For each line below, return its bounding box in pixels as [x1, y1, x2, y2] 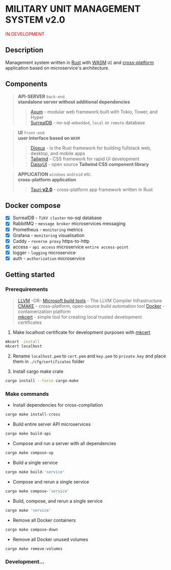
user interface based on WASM [17, 135, 80, 141]
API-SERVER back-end [17, 93, 65, 99]
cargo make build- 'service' [5, 470, 65, 475]
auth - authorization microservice [12, 255, 85, 261]
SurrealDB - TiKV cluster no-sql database [12, 215, 102, 221]
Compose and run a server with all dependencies [12, 440, 116, 447]
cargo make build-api [5, 431, 52, 436]
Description [5, 46, 43, 54]
